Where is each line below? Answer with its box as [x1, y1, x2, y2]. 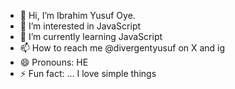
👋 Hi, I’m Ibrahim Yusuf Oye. [19, 10, 136, 21]
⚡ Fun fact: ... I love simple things [19, 68, 157, 79]
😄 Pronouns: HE [19, 56, 89, 68]
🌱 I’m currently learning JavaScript [19, 31, 163, 42]
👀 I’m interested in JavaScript [19, 20, 142, 32]
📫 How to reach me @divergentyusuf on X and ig [19, 42, 226, 54]
